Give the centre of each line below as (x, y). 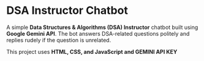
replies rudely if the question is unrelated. (59, 40)
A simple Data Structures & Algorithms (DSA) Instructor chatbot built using (102, 27)
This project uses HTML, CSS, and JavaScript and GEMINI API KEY (92, 51)
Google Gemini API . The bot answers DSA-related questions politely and (98, 33)
